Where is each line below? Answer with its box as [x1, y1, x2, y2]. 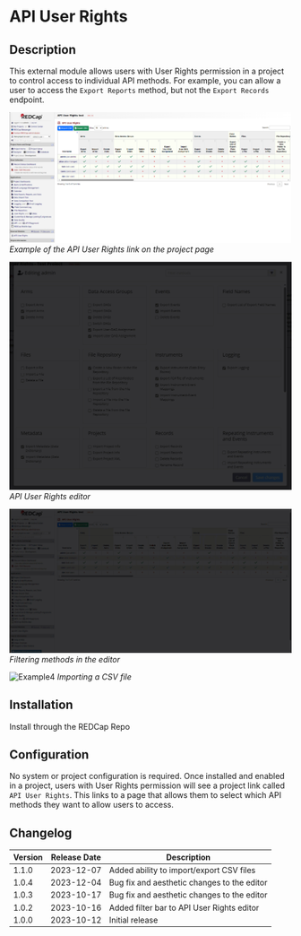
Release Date [50, 852, 101, 862]
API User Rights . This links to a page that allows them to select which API [9, 790, 282, 801]
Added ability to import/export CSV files [108, 864, 256, 875]
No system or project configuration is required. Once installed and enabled [9, 771, 285, 782]
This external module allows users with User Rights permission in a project [9, 65, 285, 76]
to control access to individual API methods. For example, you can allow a [9, 75, 281, 86]
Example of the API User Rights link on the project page [9, 244, 215, 255]
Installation [9, 698, 73, 713]
